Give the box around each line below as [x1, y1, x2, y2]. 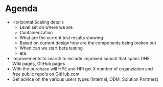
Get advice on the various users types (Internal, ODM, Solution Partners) [12, 76, 159, 82]
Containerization [19, 29, 53, 35]
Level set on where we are [19, 24, 73, 30]
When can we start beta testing [19, 45, 83, 51]
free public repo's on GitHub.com [12, 71, 80, 77]
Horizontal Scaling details [12, 19, 64, 25]
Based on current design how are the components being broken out [19, 40, 157, 45]
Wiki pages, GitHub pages [12, 61, 65, 66]
